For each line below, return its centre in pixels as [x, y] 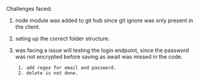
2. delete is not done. [48, 73]
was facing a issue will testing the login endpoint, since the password [102, 50]
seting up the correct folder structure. [62, 38]
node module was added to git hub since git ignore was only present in [104, 20]
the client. [28, 27]
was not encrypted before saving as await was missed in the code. [99, 57]
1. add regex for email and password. [67, 68]
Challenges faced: [29, 9]
